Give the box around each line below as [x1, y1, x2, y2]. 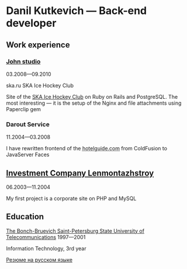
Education [6, 212, 44, 222]
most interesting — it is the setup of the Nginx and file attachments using [6, 99, 182, 106]
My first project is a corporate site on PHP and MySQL [6, 195, 137, 202]
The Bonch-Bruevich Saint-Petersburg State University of [6, 227, 145, 234]
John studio [6, 57, 41, 65]
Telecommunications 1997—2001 [6, 233, 86, 240]
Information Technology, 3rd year [6, 244, 86, 252]
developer [6, 16, 57, 30]
